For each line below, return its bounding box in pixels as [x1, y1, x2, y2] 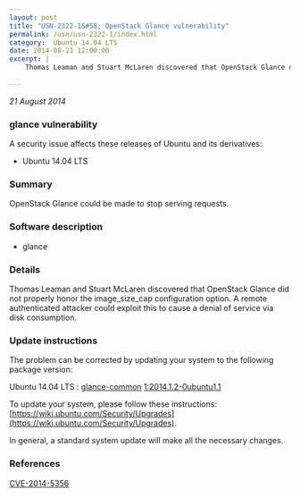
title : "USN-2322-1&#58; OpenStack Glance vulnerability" [9, 21, 229, 30]
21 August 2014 [9, 96, 67, 106]
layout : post [9, 13, 58, 22]
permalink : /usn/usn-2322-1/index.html [9, 29, 158, 38]
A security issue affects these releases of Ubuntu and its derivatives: [9, 139, 262, 149]
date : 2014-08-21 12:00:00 [9, 46, 110, 55]
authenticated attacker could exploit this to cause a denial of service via [9, 302, 274, 313]
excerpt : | [9, 55, 50, 63]
